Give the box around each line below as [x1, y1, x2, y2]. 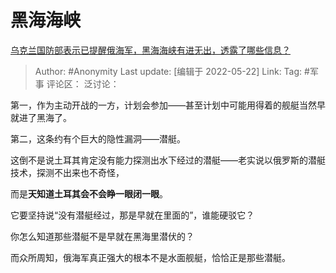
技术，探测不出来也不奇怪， [10, 166, 125, 178]
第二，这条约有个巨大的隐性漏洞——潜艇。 [10, 132, 186, 145]
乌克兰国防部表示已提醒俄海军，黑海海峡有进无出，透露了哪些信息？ [10, 44, 291, 56]
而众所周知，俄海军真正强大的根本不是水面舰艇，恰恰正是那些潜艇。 [10, 251, 291, 263]
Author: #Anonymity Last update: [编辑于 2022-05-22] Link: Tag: [34, 65, 303, 77]
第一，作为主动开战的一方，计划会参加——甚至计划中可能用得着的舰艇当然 [10, 99, 317, 111]
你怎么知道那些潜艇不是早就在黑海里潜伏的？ [10, 230, 195, 242]
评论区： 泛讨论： [46, 77, 120, 90]
